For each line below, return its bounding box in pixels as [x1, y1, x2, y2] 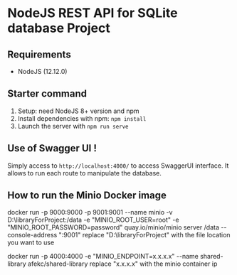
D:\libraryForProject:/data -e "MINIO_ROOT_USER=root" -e [7, 215, 179, 225]
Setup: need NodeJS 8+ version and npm [17, 107, 140, 115]
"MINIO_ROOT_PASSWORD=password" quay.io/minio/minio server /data [7, 223, 219, 232]
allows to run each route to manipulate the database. [7, 168, 162, 177]
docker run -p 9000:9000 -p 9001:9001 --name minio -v [7, 208, 173, 217]
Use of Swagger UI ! [7, 142, 98, 154]
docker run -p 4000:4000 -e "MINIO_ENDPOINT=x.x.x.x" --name [7, 252, 199, 261]
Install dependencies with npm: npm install [17, 114, 147, 122]
